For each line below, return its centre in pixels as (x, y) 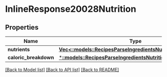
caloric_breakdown (31, 58)
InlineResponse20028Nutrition (71, 9)
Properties (22, 27)
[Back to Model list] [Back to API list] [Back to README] (62, 70)
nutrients (19, 49)
